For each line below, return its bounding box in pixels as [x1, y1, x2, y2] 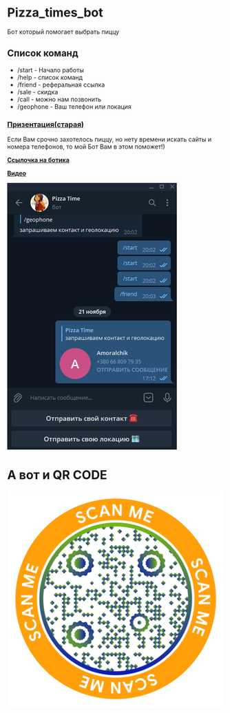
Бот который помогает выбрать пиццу [7, 28, 120, 36]
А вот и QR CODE [7, 467, 108, 483]
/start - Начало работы [17, 65, 84, 74]
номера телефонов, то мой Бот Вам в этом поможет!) [7, 142, 165, 151]
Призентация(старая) [7, 119, 85, 129]
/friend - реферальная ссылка [17, 81, 105, 89]
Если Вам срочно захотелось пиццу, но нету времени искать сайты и [7, 136, 212, 144]
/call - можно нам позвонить [17, 95, 102, 103]
